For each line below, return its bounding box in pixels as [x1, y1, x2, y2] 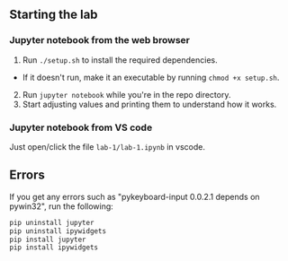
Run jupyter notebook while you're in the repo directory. [22, 89, 231, 100]
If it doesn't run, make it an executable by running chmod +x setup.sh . [22, 72, 280, 83]
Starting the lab [9, 7, 98, 22]
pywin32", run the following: [9, 201, 114, 212]
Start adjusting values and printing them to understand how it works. [22, 99, 277, 109]
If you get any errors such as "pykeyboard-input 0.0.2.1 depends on [9, 191, 260, 202]
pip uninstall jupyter [9, 218, 94, 227]
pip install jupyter [9, 235, 87, 244]
